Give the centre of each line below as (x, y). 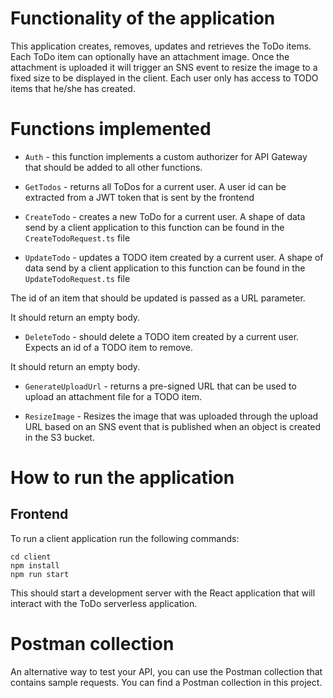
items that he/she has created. (73, 88)
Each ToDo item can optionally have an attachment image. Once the (150, 56)
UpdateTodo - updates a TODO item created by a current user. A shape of (174, 257)
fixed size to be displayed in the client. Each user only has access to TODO (164, 78)
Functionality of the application (143, 18)
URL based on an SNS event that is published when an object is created (173, 426)
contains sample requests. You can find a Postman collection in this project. (166, 682)
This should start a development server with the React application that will (163, 593)
